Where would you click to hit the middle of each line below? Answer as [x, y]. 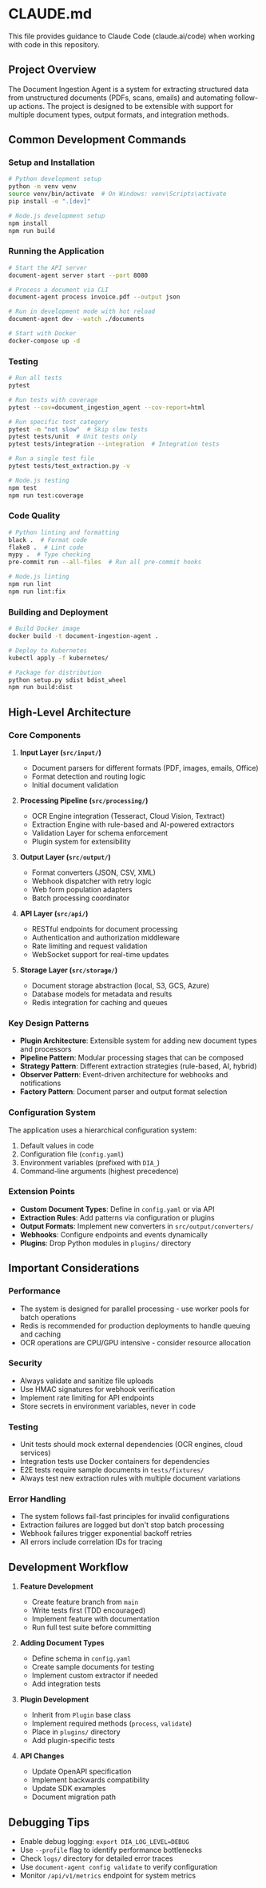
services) [35, 1453]
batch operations [48, 1317]
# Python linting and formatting [64, 532]
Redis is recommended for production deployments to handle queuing [135, 1325]
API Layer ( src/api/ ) [54, 913]
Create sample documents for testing [93, 1667]
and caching [40, 1334]
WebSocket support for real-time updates [100, 954]
